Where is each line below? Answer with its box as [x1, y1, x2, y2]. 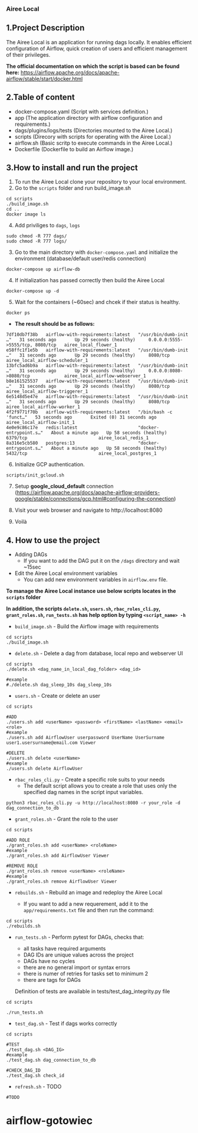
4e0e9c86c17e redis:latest [6, 425, 78, 431]
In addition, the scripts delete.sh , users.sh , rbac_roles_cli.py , [6, 605, 161, 612]
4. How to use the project [6, 535, 100, 545]
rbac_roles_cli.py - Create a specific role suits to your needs [14, 776, 165, 783]
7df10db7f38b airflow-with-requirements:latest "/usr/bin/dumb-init [6, 332, 189, 338]
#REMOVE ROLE [6, 863, 38, 869]
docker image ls [6, 211, 46, 217]
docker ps [6, 310, 31, 316]
